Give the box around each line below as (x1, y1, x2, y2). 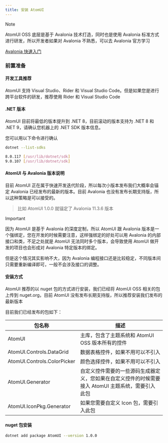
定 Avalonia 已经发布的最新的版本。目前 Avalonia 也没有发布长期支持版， (5, 188, 155, 194)
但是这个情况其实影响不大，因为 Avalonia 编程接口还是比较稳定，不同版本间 (5, 255, 161, 261)
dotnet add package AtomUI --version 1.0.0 (5, 433, 97, 438)
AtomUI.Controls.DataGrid (7, 348, 69, 355)
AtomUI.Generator (7, 378, 50, 385)
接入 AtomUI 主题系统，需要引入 (79, 382, 156, 389)
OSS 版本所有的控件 (79, 339, 127, 346)
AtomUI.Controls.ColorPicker (7, 357, 75, 364)
